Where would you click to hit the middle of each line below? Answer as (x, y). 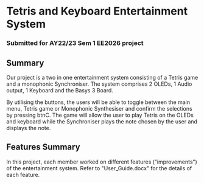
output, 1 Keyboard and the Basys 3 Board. (60, 90)
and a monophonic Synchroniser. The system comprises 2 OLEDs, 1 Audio (99, 84)
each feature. (23, 174)
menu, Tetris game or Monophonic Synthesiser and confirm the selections (100, 108)
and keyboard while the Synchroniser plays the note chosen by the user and (102, 121)
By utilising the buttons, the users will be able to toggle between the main (98, 102)
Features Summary (43, 147)
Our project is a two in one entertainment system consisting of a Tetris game (102, 77)
